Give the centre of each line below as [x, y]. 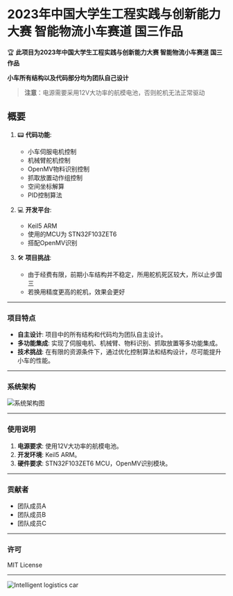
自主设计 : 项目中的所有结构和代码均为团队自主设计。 [92, 335]
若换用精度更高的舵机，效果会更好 [76, 292]
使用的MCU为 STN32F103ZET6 [72, 234]
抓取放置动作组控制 [55, 177]
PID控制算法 [45, 194]
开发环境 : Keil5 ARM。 [49, 454]
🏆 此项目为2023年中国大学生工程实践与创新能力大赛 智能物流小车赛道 [108, 52]
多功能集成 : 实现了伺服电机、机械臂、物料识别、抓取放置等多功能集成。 [119, 343]
